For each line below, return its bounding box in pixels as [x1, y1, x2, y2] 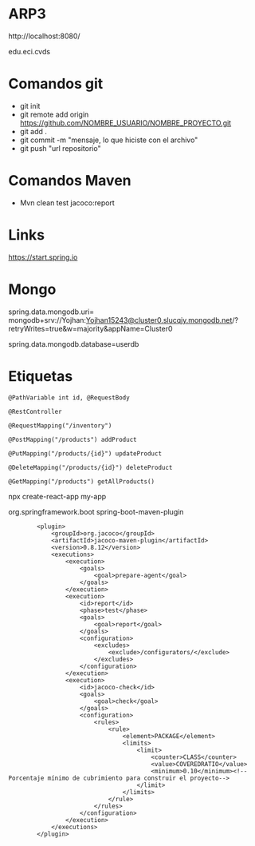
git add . [19, 126, 48, 136]
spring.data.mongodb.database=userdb [8, 339, 139, 348]
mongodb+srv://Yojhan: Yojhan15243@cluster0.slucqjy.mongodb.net [8, 315, 233, 324]
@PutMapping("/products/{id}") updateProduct [8, 449, 162, 458]
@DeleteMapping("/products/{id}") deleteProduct [8, 463, 173, 471]
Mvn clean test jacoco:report [19, 197, 116, 208]
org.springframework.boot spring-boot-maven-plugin [8, 506, 184, 516]
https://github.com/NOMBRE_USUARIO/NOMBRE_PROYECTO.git [19, 117, 232, 128]
